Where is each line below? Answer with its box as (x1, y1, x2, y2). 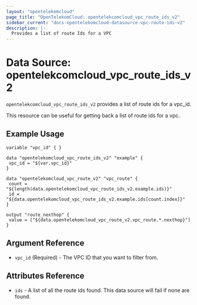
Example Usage (6, 129, 65, 139)
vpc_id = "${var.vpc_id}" (8, 160, 72, 166)
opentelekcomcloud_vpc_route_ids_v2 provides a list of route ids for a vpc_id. (6, 101, 192, 108)
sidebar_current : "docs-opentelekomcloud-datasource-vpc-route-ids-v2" (6, 19, 185, 25)
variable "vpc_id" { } (6, 145, 62, 150)
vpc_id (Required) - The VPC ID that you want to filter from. (14, 254, 159, 261)
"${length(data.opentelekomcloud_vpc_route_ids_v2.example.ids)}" (6, 186, 172, 192)
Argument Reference (6, 238, 85, 248)
